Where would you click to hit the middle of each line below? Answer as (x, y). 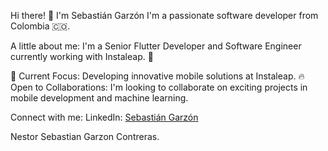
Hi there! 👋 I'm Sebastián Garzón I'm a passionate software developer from (164, 15)
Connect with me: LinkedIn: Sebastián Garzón (104, 117)
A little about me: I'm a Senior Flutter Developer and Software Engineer (156, 46)
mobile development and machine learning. (99, 98)
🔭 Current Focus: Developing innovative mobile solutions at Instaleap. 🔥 (157, 76)
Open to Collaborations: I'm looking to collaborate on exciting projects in (159, 87)
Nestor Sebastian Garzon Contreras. (85, 136)
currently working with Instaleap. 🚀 (82, 56)
